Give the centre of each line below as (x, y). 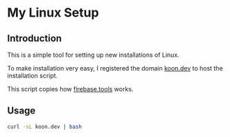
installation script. (33, 75)
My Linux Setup (53, 13)
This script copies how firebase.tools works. (70, 89)
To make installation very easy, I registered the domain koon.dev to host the (115, 68)
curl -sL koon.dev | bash (44, 127)
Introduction (35, 38)
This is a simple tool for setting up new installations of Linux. (94, 55)
